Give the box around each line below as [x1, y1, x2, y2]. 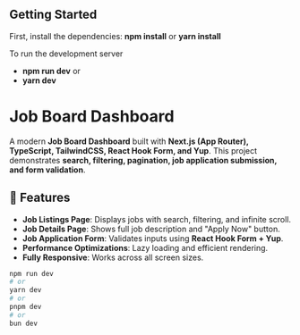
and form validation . [9, 164, 86, 175]
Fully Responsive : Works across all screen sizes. [21, 252, 204, 263]
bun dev [9, 319, 39, 328]
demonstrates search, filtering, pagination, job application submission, [9, 155, 278, 165]
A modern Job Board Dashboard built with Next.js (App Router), [9, 136, 249, 147]
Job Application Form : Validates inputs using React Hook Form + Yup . [21, 232, 284, 244]
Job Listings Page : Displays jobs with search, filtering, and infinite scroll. [21, 214, 292, 224]
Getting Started [9, 7, 98, 22]
